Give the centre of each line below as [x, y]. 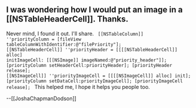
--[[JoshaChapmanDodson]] [41, 98]
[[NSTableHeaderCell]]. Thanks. [67, 19]
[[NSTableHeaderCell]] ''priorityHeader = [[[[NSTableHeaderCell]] [92, 50]
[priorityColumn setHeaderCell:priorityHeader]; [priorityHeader [89, 65]
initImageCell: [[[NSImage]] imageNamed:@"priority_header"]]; [87, 60]
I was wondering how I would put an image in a [95, 10]
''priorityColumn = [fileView [44, 39]
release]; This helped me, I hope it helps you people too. [78, 87]
